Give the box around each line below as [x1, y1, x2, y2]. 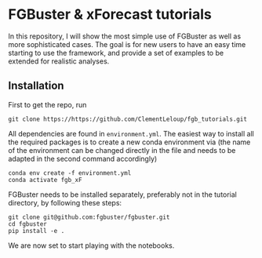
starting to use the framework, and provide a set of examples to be [8, 48, 224, 57]
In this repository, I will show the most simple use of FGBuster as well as [8, 31, 242, 41]
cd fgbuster [8, 220, 47, 228]
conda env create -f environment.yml [8, 169, 132, 177]
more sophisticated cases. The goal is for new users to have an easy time [8, 39, 246, 49]
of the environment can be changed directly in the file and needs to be [8, 145, 236, 154]
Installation [8, 79, 64, 93]
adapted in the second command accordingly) [8, 154, 158, 163]
